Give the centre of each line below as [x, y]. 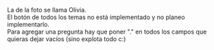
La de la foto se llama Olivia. [47, 10]
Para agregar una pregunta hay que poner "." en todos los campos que [107, 32]
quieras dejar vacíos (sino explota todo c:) [67, 39]
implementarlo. [28, 24]
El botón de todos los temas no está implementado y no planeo [96, 17]
